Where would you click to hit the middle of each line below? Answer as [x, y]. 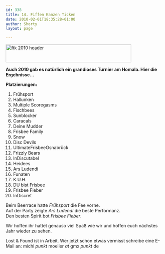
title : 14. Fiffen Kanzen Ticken [41, 15]
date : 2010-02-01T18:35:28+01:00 [41, 19]
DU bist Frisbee [29, 185]
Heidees [22, 164]
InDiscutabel [26, 158]
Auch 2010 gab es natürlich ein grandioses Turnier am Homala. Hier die [81, 70]
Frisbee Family [28, 132]
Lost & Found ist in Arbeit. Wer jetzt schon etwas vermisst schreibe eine [80, 241]
